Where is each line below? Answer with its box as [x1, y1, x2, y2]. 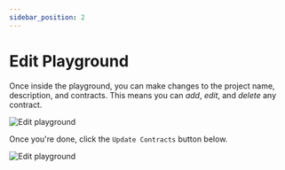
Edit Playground [9, 50, 130, 71]
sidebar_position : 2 [9, 12, 86, 22]
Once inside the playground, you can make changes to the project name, [9, 81, 275, 91]
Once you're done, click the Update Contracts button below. [9, 134, 228, 144]
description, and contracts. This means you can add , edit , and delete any [9, 89, 277, 100]
